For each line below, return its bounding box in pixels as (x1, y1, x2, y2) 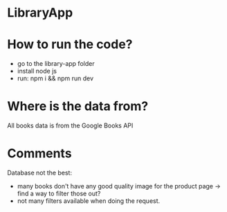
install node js (17, 67, 57, 76)
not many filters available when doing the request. (17, 197, 161, 205)
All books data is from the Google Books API (7, 121, 134, 130)
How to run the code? (7, 37, 133, 53)
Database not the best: (7, 168, 73, 177)
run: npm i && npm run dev (17, 74, 94, 82)
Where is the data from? (7, 98, 149, 114)
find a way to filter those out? (17, 189, 101, 197)
